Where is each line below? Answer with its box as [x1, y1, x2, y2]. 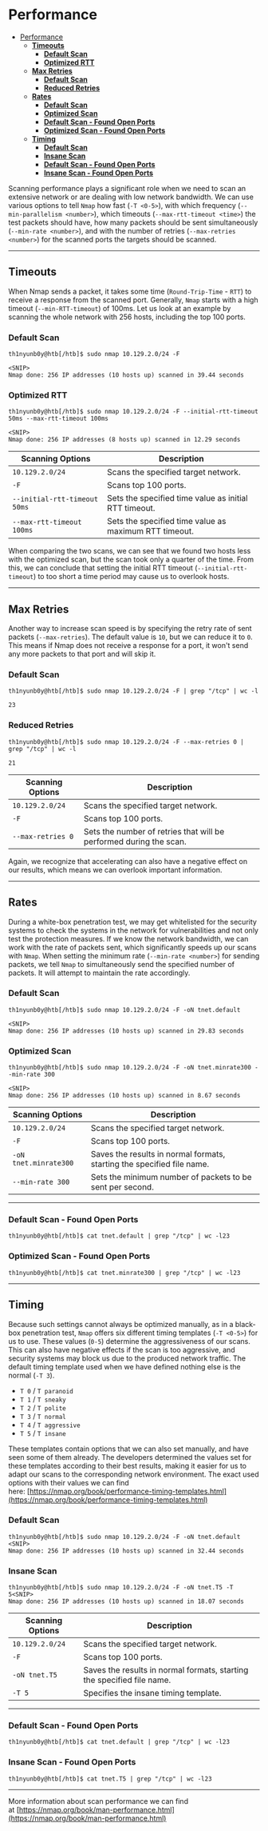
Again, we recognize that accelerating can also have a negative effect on [8, 856, 248, 866]
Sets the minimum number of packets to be [90, 1172, 253, 1183]
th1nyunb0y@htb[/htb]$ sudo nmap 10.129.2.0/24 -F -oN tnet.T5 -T [8, 1584, 234, 1592]
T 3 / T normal [19, 1411, 66, 1421]
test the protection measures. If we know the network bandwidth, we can [8, 933, 249, 943]
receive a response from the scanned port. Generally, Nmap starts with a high [8, 294, 258, 305]
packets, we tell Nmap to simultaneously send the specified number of [8, 959, 235, 969]
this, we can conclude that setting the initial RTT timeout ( [8, 563, 198, 573]
